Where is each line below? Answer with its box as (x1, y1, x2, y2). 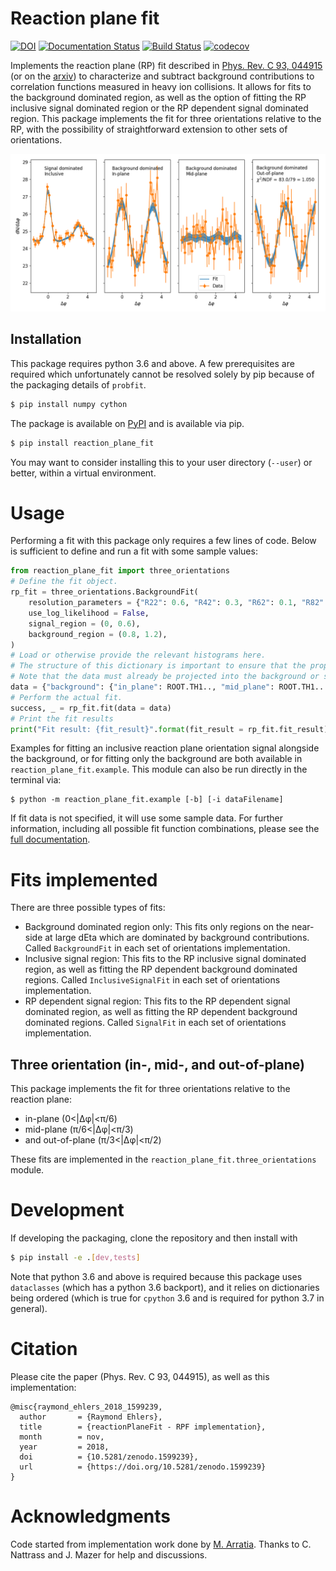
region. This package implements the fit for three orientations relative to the (10, 112, 322, 124)
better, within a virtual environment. (10, 467, 157, 479)
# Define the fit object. (10, 577, 118, 587)
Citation (10, 1338, 78, 1361)
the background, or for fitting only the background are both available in (10, 753, 303, 765)
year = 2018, (19, 1442, 110, 1452)
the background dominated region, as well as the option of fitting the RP (10, 91, 307, 103)
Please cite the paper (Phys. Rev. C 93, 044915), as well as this (10, 1370, 270, 1382)
